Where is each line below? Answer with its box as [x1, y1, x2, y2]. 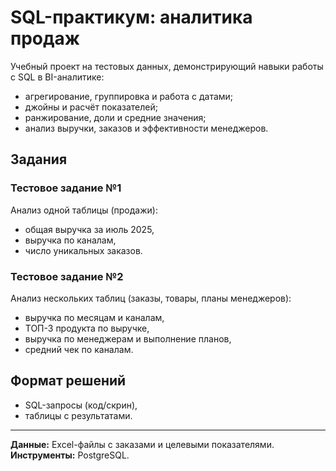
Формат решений [10, 372, 127, 390]
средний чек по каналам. [24, 343, 134, 355]
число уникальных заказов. [24, 244, 143, 256]
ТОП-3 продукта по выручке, [24, 322, 150, 334]
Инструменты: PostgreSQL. [10, 449, 130, 461]
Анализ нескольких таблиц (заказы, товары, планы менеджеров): [10, 292, 292, 304]
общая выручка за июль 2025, [24, 223, 155, 235]
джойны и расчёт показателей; [24, 101, 158, 113]
